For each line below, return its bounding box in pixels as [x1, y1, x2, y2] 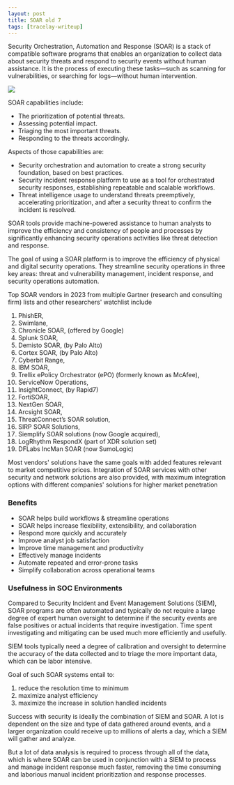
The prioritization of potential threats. [17, 112, 125, 121]
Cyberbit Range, [17, 356, 65, 365]
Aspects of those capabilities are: [8, 148, 104, 156]
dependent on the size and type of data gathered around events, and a [8, 719, 211, 728]
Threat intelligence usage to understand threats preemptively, [17, 191, 196, 199]
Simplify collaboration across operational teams [17, 565, 155, 574]
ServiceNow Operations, [17, 378, 89, 387]
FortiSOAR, [17, 393, 50, 402]
